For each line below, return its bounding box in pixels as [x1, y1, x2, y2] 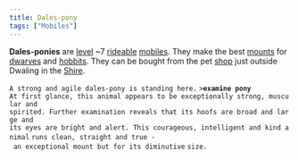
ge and [9, 115, 34, 124]
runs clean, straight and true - [30, 132, 156, 141]
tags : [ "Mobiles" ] [9, 21, 78, 30]
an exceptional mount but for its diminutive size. [12, 142, 208, 151]
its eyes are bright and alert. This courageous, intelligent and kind [9, 122, 281, 132]
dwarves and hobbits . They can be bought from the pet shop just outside [9, 55, 278, 66]
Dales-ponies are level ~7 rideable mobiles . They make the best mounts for [9, 46, 287, 56]
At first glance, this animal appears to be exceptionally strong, [9, 91, 266, 101]
